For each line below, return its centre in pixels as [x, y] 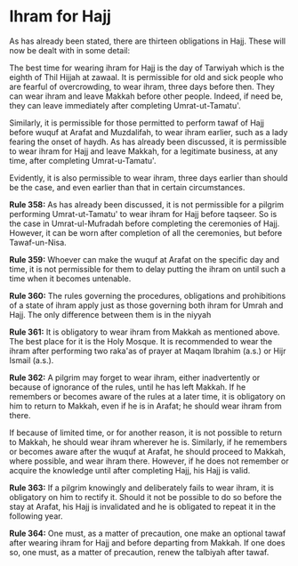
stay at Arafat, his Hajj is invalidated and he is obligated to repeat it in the [142, 506]
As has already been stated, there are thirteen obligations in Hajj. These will [148, 41]
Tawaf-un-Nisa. [38, 242]
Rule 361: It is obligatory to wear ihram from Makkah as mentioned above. [145, 332]
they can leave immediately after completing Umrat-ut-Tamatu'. [125, 105]
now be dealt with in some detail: [70, 50]
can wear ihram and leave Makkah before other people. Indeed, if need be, [146, 96]
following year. [36, 516]
